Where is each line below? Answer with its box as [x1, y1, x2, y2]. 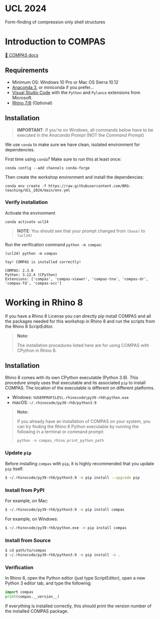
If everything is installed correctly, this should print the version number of [5, 603, 152, 609]
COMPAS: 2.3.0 [5, 268, 34, 273]
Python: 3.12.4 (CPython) [5, 272, 57, 277]
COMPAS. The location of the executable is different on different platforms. [5, 385, 155, 391]
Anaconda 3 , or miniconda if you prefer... [12, 84, 94, 90]
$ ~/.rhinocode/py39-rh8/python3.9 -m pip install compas [5, 507, 125, 512]
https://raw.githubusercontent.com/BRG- [48, 183, 131, 188]
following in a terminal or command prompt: [16, 429, 104, 435]
